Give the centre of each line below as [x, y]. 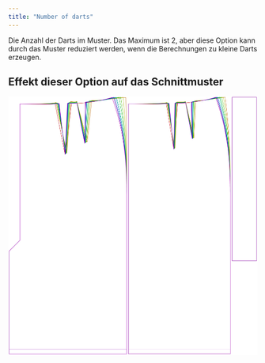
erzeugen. [25, 57]
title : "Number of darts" [51, 17]
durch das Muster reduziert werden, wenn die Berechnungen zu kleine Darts [133, 48]
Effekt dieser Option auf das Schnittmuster [116, 82]
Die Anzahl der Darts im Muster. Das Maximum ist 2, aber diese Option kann [132, 40]
